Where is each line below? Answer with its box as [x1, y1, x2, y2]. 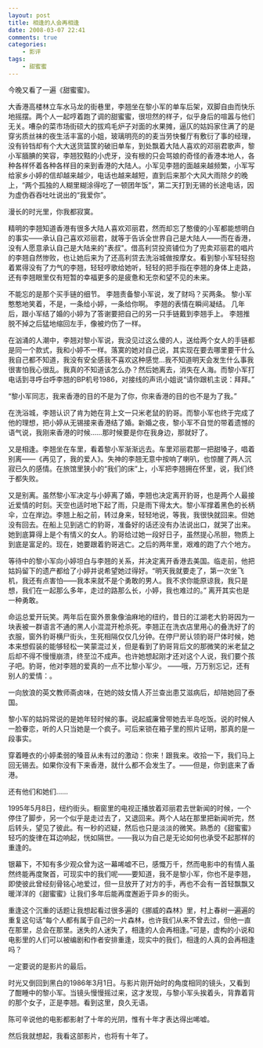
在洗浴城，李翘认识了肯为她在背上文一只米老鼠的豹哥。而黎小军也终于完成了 [8, 407, 255, 417]
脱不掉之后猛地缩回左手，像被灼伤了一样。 [8, 319, 146, 328]
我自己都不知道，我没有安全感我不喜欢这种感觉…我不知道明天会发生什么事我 [8, 355, 254, 364]
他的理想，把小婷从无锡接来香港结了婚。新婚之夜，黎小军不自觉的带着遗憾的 [8, 418, 255, 427]
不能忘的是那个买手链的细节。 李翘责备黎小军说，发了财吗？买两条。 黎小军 [8, 289, 252, 298]
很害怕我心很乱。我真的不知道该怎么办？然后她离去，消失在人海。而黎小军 [8, 364, 248, 374]
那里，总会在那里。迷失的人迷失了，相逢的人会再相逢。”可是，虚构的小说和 [14, 925, 255, 934]
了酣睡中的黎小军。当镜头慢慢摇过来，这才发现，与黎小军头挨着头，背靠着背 [8, 988, 255, 997]
